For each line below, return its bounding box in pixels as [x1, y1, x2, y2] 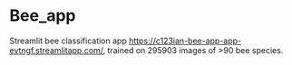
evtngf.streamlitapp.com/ [9, 44, 103, 55]
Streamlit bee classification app [9, 35, 127, 46]
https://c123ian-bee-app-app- [128, 35, 242, 46]
